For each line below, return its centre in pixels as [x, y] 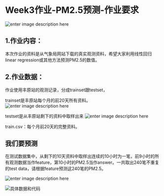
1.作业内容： [24, 41]
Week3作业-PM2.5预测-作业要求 [72, 10]
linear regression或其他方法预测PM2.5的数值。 [52, 60]
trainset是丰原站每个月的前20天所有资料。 [48, 100]
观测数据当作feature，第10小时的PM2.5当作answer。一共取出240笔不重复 [84, 162]
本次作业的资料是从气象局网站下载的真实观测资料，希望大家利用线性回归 [78, 54]
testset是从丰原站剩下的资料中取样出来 [44, 116]
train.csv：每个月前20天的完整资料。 [43, 126]
